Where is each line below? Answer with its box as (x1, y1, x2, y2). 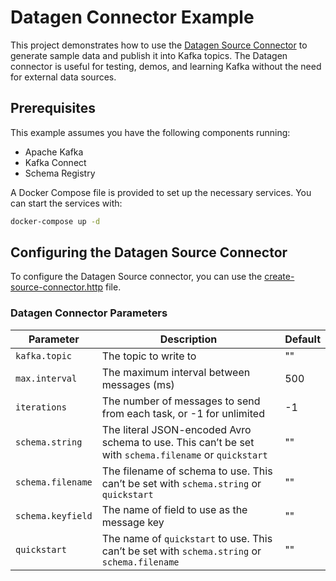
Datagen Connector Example (10, 6, 255, 29)
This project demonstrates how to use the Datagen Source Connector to (10, 39, 308, 51)
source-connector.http (10, 281, 104, 293)
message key (101, 515, 165, 529)
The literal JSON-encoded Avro (101, 422, 252, 436)
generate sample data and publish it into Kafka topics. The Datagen (10, 49, 288, 61)
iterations (15, 401, 67, 413)
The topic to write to (101, 349, 197, 363)
